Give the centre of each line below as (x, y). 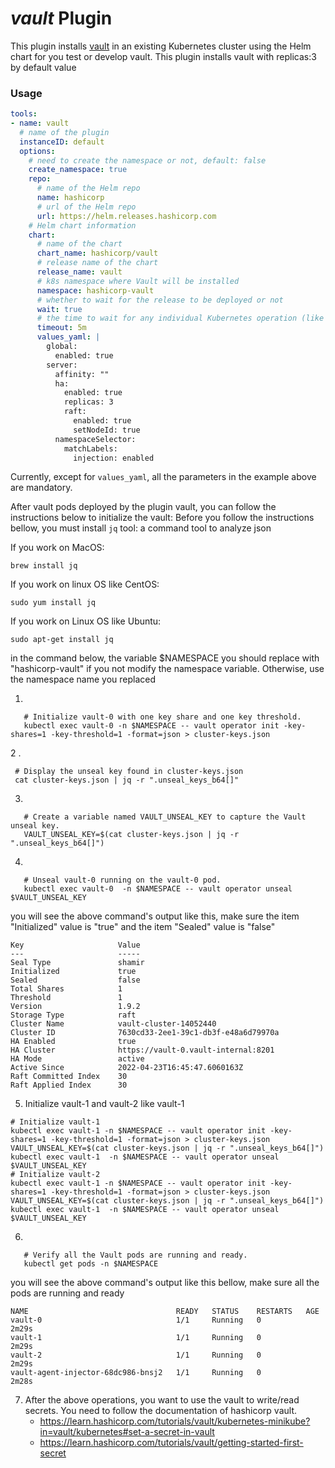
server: (62, 365)
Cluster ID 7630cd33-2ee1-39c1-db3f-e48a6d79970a (145, 1033)
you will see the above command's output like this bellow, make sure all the (165, 1283)
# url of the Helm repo (86, 207)
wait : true (59, 309)
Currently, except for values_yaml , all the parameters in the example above (163, 477)
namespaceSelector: (95, 439)
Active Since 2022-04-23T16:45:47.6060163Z (127, 1068)
